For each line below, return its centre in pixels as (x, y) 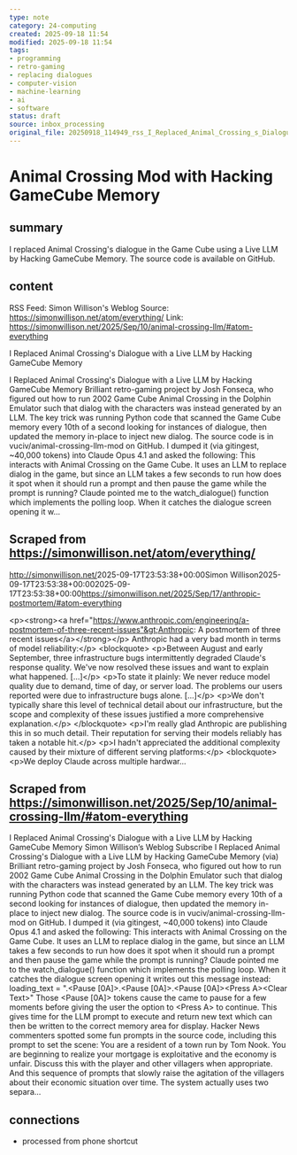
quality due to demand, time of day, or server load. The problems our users (146, 686)
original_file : (37, 133)
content (31, 287)
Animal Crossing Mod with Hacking (141, 177)
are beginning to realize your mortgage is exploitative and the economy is (143, 1054)
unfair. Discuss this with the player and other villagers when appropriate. (141, 1064)
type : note (29, 17)
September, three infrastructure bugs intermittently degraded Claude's (138, 657)
